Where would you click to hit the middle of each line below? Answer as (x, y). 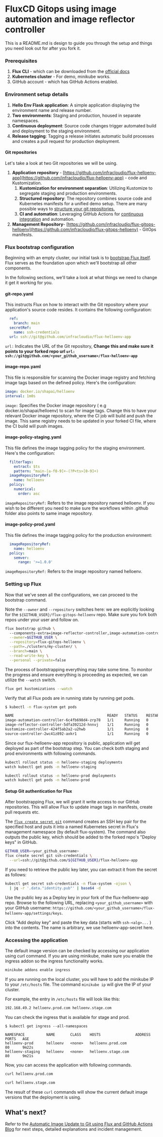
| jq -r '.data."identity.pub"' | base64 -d (55, 888)
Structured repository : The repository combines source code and (85, 198)
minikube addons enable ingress (38, 970)
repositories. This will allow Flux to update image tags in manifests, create (79, 807)
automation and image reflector (70, 19)
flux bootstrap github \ (30, 628)
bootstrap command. (26, 600)
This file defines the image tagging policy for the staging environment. (75, 448)
